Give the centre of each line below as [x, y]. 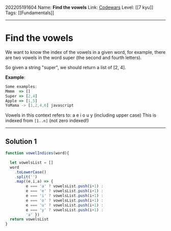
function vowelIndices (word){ [37, 153]
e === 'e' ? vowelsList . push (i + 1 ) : [64, 191]
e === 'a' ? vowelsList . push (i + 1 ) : [64, 186]
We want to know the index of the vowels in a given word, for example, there [85, 52]
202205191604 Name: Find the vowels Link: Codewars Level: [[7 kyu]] [79, 7]
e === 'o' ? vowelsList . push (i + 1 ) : [64, 200]
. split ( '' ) [26, 177]
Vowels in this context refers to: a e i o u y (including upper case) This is [81, 115]
